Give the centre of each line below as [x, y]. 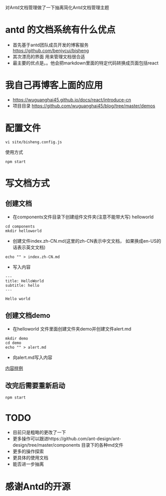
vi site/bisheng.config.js [34, 142]
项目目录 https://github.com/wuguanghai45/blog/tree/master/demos [84, 106]
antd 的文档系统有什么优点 [60, 30]
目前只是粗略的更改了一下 [39, 433]
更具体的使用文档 [30, 458]
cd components [20, 226]
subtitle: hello [22, 285]
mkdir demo [17, 338]
